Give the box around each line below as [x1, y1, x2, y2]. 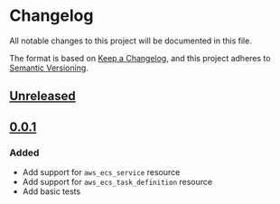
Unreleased [9, 88, 77, 104]
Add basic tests [22, 186, 81, 197]
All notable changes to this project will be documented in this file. [9, 35, 253, 46]
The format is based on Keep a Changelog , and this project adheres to [9, 52, 271, 63]
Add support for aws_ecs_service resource [22, 167, 181, 178]
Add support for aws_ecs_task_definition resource [22, 177, 213, 188]
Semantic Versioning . [9, 62, 89, 73]
